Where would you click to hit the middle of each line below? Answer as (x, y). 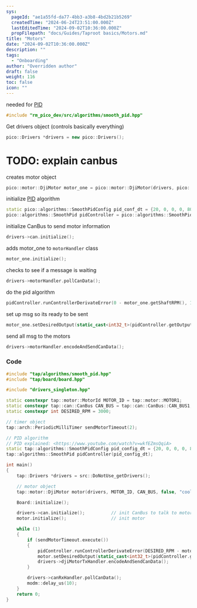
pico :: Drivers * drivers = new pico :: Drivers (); (65, 137)
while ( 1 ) (29, 529)
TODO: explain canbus (62, 160)
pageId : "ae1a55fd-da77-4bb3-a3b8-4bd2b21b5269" (72, 17)
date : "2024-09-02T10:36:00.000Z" (48, 45)
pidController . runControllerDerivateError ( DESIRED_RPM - (108, 551)
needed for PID (24, 104)
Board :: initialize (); (43, 502)
